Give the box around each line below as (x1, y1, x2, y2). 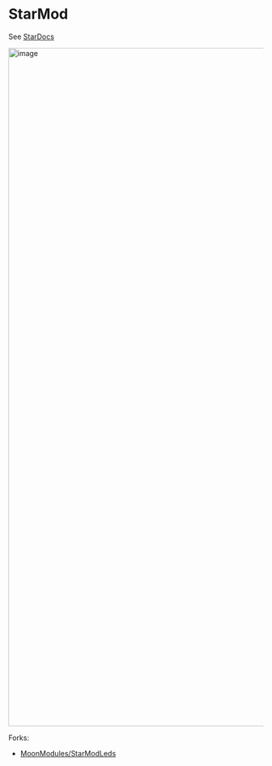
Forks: (8, 733, 30, 742)
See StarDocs (8, 32, 55, 41)
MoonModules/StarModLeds (19, 748, 117, 758)
